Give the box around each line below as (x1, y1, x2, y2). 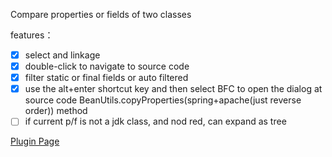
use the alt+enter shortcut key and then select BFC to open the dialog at (24, 83, 323, 95)
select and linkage (24, 49, 101, 61)
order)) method (24, 105, 88, 117)
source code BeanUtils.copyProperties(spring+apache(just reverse (24, 94, 302, 106)
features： (10, 29, 54, 41)
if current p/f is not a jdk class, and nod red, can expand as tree (24, 115, 287, 128)
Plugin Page (10, 135, 60, 148)
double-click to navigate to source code (24, 60, 190, 73)
